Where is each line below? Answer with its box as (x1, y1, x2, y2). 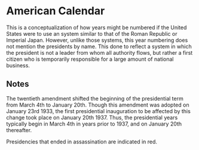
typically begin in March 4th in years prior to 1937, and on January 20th (6, 120, 182, 127)
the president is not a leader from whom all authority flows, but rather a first (6, 49, 193, 56)
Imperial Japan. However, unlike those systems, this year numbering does (6, 36, 188, 43)
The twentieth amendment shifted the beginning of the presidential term (6, 95, 183, 102)
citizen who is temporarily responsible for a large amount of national (6, 55, 174, 62)
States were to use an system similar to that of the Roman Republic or (6, 30, 177, 37)
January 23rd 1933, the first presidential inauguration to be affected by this (6, 107, 191, 114)
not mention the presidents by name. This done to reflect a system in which (6, 43, 192, 50)
